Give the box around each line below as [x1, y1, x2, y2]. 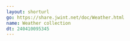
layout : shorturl [6, 8, 50, 15]
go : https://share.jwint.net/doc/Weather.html [6, 14, 125, 20]
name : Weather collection [6, 20, 71, 26]
